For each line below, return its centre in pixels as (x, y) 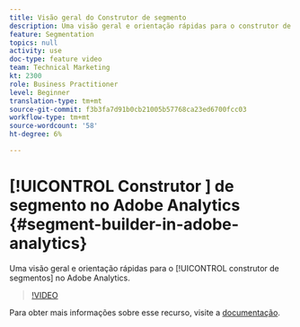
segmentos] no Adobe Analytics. (70, 278)
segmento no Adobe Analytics (125, 206)
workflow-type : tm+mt (50, 117)
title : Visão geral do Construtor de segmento (98, 17)
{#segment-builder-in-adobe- (124, 224)
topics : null (34, 43)
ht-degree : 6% (36, 134)
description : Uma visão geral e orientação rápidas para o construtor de (150, 26)
